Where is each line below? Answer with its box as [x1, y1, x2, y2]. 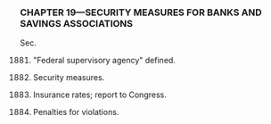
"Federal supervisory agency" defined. [32, 55, 176, 66]
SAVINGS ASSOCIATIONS [20, 17, 134, 29]
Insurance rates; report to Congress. [32, 89, 167, 100]
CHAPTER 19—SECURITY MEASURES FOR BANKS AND [20, 6, 262, 19]
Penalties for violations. [32, 107, 119, 118]
